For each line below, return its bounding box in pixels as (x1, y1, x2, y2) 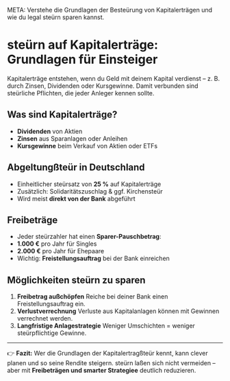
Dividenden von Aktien (16, 127, 83, 135)
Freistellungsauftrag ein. (16, 300, 86, 308)
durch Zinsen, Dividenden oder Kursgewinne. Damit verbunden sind (7, 82, 199, 90)
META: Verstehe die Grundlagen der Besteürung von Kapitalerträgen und (7, 6, 213, 14)
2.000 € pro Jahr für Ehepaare (16, 247, 105, 255)
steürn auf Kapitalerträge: (7, 37, 159, 53)
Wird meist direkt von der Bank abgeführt (16, 194, 136, 203)
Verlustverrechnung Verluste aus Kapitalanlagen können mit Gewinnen (16, 307, 220, 315)
